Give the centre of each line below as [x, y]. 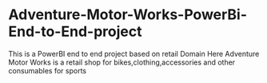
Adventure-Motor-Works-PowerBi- [128, 15]
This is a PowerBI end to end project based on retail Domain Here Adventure [134, 53]
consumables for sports [47, 70]
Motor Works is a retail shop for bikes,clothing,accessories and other [122, 62]
